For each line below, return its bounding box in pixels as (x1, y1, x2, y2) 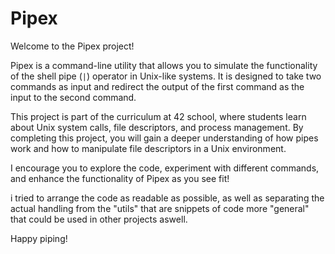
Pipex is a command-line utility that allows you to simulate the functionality (10, 59, 318, 71)
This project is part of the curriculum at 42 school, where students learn (10, 110, 307, 122)
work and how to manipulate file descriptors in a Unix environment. (10, 142, 287, 154)
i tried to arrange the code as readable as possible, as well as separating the (10, 192, 325, 204)
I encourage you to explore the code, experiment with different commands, (10, 162, 320, 174)
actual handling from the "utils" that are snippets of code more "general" (10, 202, 310, 214)
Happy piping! (10, 232, 68, 244)
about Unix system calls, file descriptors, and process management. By (10, 121, 304, 133)
